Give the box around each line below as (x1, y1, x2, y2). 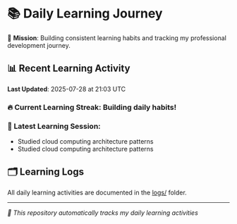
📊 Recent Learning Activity (7, 63, 130, 75)
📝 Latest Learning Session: (7, 121, 101, 131)
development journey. (7, 41, 71, 49)
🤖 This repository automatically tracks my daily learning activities (7, 209, 199, 217)
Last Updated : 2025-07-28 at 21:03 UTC (7, 85, 126, 93)
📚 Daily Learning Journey (7, 6, 163, 22)
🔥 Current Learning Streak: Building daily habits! (7, 102, 177, 112)
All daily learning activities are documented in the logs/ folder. (7, 188, 187, 197)
